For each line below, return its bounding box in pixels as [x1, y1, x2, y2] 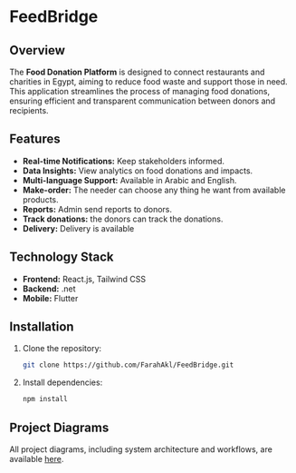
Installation [9, 320, 74, 335]
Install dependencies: [22, 377, 103, 388]
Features [9, 132, 61, 147]
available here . [9, 454, 64, 464]
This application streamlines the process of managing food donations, [9, 86, 270, 96]
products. [22, 193, 59, 205]
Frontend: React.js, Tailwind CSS [22, 273, 147, 284]
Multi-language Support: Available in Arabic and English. [22, 174, 237, 185]
